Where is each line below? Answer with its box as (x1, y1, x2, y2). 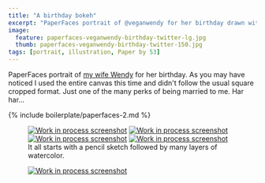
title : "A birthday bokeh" (8, 11, 97, 20)
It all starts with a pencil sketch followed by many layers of (28, 143, 218, 151)
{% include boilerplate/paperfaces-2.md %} (8, 110, 151, 119)
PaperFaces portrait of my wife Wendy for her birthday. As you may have (8, 70, 245, 79)
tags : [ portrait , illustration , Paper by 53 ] (8, 48, 160, 56)
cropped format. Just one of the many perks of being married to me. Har (8, 87, 244, 95)
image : (8, 26, 30, 34)
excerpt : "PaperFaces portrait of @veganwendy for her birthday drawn (8, 19, 245, 27)
